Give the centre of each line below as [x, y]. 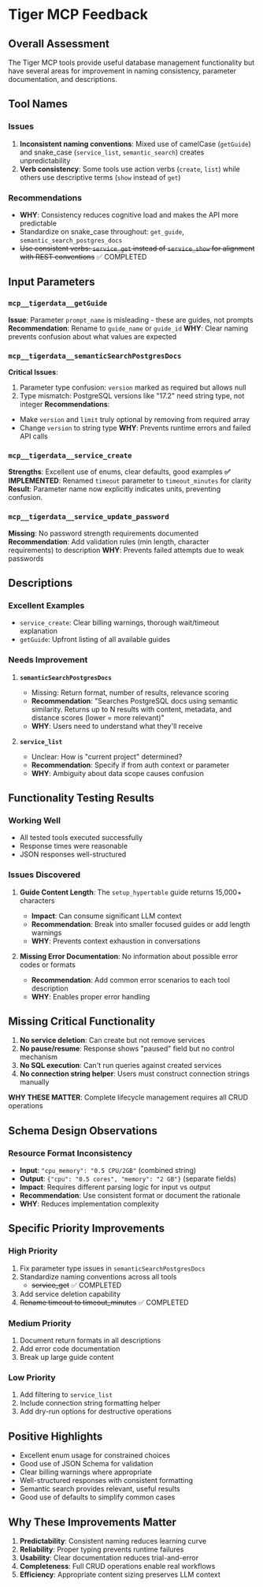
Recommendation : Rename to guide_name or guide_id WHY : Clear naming [128, 328]
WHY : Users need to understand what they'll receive [117, 726]
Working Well [35, 820]
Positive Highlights [56, 1436]
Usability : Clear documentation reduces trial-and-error [109, 1557]
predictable [38, 223]
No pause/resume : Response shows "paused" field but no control [127, 1049]
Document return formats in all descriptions [90, 1341]
